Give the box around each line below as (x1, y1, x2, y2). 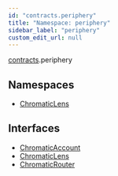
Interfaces (8, 122, 61, 135)
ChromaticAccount (19, 143, 81, 152)
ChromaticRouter (19, 159, 76, 169)
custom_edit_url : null (8, 33, 83, 42)
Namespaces (8, 78, 75, 92)
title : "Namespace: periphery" (8, 19, 111, 27)
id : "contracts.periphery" (8, 11, 97, 20)
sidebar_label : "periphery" (8, 26, 101, 34)
